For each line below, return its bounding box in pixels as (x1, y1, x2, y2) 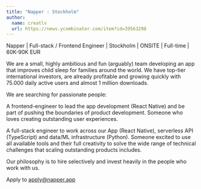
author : (6, 14, 26, 20)
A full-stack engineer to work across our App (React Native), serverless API (6, 127, 194, 134)
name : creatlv (11, 20, 47, 26)
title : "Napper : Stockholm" (6, 8, 79, 15)
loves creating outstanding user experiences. (6, 116, 119, 123)
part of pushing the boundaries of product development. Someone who (6, 109, 184, 116)
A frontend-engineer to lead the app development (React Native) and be (6, 103, 185, 110)
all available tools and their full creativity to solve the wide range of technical (6, 140, 196, 147)
